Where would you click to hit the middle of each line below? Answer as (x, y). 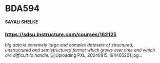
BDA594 (22, 8)
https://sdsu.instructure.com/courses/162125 (61, 34)
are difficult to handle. (27, 55)
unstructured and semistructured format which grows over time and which (80, 50)
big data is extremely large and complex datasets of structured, (69, 45)
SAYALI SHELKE (21, 22)
